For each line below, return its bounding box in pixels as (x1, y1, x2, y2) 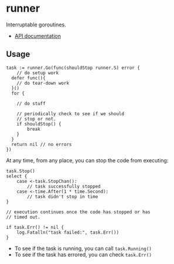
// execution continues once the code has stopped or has (6, 209, 151, 215)
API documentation (14, 32, 62, 39)
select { (6, 173, 28, 179)
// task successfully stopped (27, 183, 101, 189)
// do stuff (16, 100, 46, 106)
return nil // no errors (11, 141, 72, 147)
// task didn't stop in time (27, 193, 98, 200)
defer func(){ (11, 75, 46, 81)
